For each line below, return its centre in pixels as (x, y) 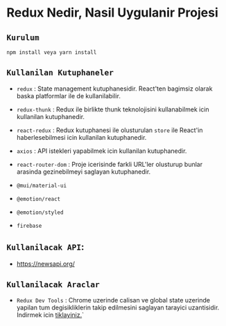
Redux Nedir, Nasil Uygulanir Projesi (113, 13)
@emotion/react (38, 199)
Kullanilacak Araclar (53, 285)
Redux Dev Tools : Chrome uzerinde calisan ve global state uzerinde (113, 300)
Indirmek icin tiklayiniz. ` (50, 315)
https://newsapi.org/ (46, 264)
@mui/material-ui (42, 185)
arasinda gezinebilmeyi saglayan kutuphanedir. (84, 172)
